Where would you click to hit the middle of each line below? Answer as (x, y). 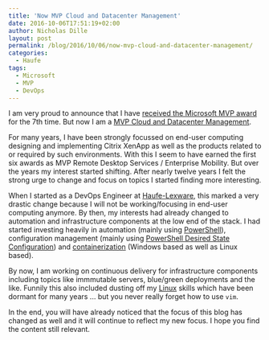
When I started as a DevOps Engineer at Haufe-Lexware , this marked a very (134, 196)
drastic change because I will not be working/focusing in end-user (118, 204)
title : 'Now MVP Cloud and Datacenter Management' (95, 16)
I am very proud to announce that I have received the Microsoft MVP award (132, 113)
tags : (17, 68)
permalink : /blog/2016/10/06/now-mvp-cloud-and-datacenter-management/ (130, 46)
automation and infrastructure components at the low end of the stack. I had (134, 221)
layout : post (30, 38)
